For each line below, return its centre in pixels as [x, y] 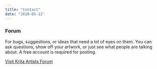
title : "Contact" [23, 9]
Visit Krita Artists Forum [29, 61]
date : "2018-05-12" [25, 14]
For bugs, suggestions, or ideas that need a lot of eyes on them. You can [78, 41]
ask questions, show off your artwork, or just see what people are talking [79, 47]
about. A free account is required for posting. [51, 52]
